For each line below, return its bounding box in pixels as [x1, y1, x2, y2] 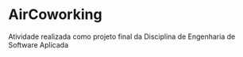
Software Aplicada [8, 40, 69, 49]
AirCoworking [8, 6, 102, 24]
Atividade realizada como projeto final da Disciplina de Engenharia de [8, 32, 236, 41]
